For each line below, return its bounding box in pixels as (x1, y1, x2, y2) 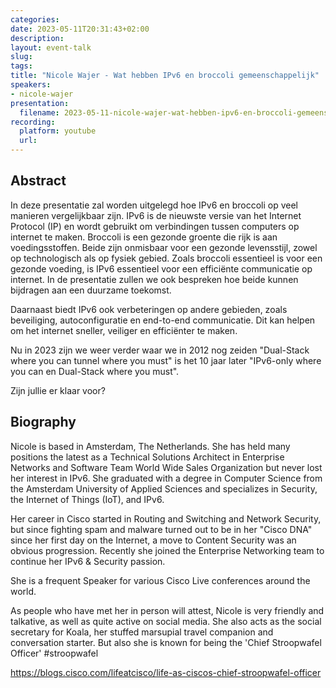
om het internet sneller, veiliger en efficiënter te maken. (10, 324, 238, 336)
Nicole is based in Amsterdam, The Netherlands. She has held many (10, 440, 291, 452)
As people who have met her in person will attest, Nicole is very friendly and (10, 604, 325, 616)
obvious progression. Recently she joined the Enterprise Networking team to (10, 544, 325, 556)
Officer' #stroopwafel (10, 647, 99, 659)
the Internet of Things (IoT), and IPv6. (10, 493, 165, 505)
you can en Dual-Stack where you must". (10, 365, 180, 377)
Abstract (10, 172, 67, 190)
